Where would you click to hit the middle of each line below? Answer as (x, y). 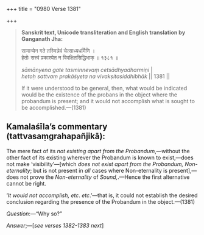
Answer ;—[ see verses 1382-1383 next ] (55, 225)
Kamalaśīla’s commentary (57, 127)
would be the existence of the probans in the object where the (99, 95)
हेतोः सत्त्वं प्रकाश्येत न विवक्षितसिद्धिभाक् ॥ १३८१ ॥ (70, 58)
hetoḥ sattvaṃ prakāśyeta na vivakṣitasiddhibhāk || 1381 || (96, 76)
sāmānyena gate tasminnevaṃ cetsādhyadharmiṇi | (87, 70)
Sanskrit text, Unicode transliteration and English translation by (103, 32)
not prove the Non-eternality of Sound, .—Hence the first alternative (105, 177)
